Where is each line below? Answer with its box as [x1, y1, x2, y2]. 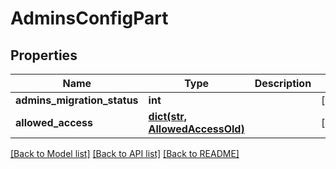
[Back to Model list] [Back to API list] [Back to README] [10, 148, 240, 159]
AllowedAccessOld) [148, 122, 245, 136]
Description [254, 77, 312, 90]
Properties [10, 47, 78, 64]
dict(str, [148, 110, 188, 123]
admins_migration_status [15, 93, 139, 107]
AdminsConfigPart [10, 7, 169, 30]
